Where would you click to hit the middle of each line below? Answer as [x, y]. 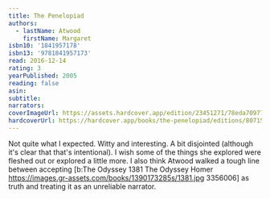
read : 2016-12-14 [37, 61]
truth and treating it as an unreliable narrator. [82, 186]
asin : [17, 91]
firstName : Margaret [57, 38]
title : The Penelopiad [46, 16]
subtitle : [25, 98]
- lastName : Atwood [48, 31]
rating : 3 [25, 68]
